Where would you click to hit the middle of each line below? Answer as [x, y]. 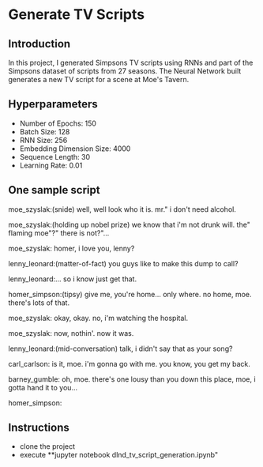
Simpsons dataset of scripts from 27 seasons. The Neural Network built [125, 71]
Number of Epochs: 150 [58, 123]
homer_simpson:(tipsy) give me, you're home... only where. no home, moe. [130, 294]
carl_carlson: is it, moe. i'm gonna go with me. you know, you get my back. [129, 363]
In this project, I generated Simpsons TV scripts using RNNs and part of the [131, 62]
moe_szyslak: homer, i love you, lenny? [71, 248]
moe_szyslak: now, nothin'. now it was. [71, 333]
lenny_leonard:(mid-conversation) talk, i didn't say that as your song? [120, 348]
